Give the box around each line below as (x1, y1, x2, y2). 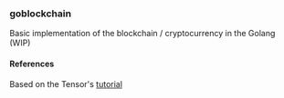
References (9, 58, 55, 69)
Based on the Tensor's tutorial (9, 78, 123, 89)
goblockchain (9, 7, 71, 20)
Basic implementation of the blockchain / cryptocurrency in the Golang (9, 28, 276, 39)
